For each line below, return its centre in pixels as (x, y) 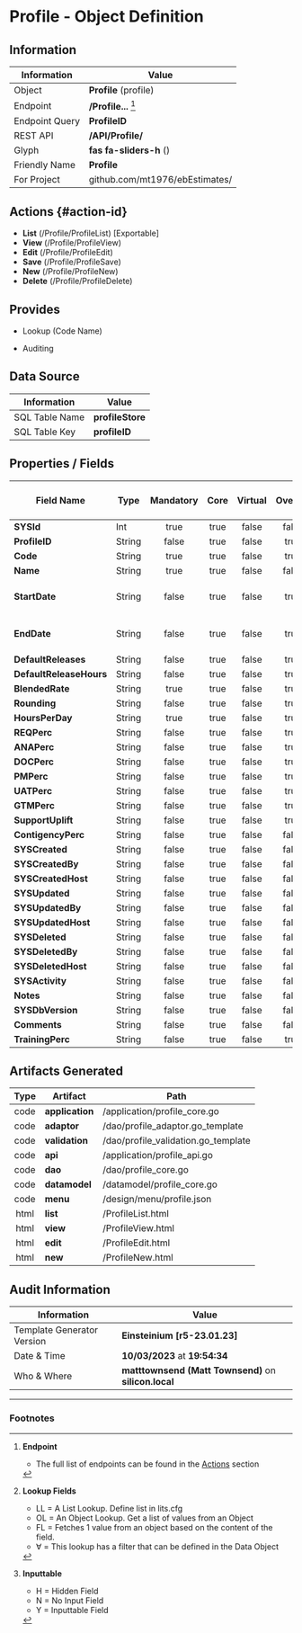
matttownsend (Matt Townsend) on (198, 1370)
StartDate (35, 596)
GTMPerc (35, 805)
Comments (38, 1024)
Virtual (252, 500)
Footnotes (32, 1418)
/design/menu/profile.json (157, 1200)
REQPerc (33, 732)
